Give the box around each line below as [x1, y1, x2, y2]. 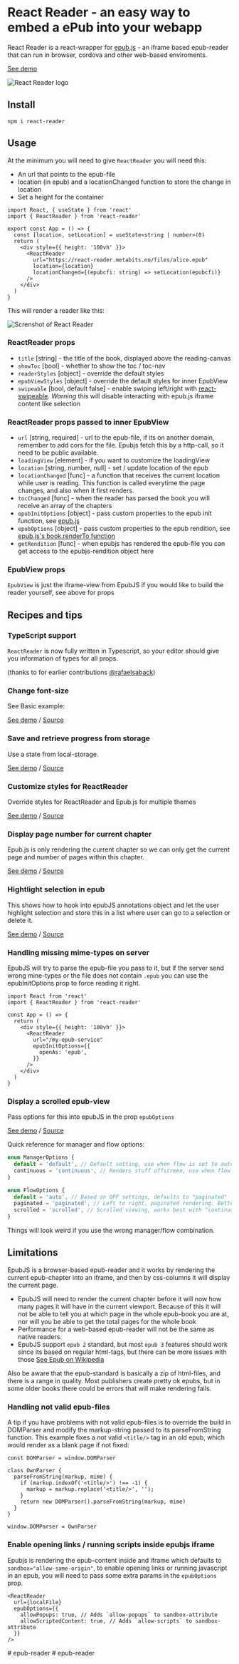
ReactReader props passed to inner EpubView [7, 417, 169, 427]
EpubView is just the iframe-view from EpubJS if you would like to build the [7, 581, 224, 589]
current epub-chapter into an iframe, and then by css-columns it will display [7, 1273, 230, 1281]
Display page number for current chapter [7, 829, 152, 839]
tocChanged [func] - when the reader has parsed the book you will [17, 494, 210, 502]
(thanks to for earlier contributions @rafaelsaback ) [7, 668, 156, 677]
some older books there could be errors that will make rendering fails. [7, 1384, 212, 1392]
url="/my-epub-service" [33, 1036, 103, 1043]
